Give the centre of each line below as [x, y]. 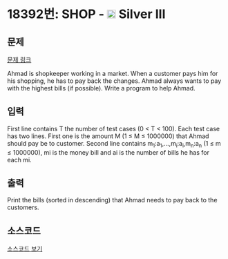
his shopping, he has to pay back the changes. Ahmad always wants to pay [114, 81]
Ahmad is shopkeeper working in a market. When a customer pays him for [113, 74]
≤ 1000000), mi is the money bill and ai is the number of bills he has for [108, 152]
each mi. [20, 160]
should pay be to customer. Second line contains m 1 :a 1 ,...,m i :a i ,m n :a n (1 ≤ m [114, 144]
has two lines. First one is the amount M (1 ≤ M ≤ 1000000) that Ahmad [108, 136]
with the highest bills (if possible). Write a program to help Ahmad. [101, 88]
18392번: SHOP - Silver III [86, 14]
